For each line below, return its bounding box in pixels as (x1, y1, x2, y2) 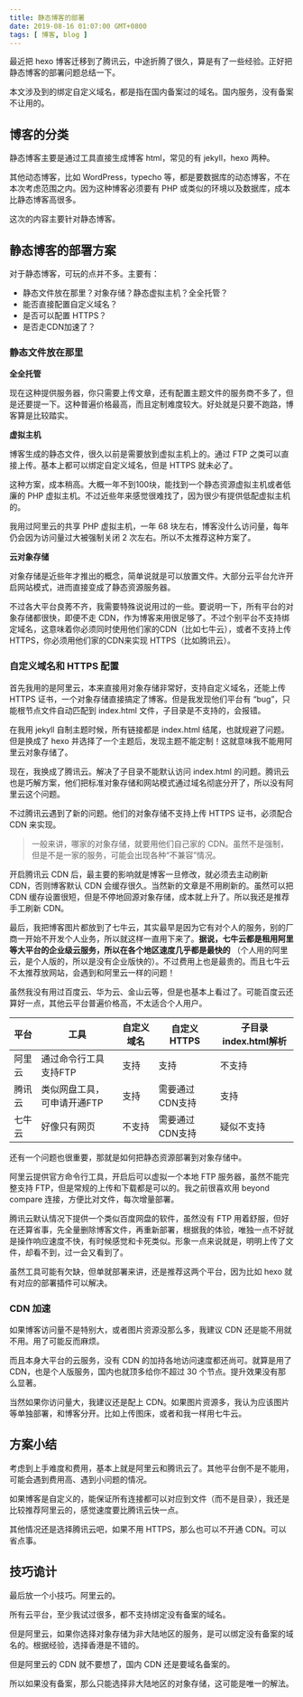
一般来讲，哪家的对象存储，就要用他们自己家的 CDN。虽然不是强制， (31, 838, 289, 849)
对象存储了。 (24, 747, 73, 758)
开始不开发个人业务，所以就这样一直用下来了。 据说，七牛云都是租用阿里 (24, 933, 294, 944)
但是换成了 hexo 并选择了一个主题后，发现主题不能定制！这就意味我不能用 (9, 735, 285, 746)
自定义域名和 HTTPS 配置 (9, 660, 119, 673)
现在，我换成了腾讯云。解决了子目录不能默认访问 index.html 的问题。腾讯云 (9, 766, 290, 777)
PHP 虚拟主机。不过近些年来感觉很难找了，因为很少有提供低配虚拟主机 (26, 490, 291, 502)
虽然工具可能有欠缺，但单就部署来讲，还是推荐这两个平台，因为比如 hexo (9, 1266, 282, 1277)
